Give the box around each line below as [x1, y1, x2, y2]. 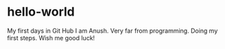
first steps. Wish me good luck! [7, 33, 95, 42]
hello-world [7, 4, 75, 20]
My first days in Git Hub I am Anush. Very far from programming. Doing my [7, 27, 218, 35]
